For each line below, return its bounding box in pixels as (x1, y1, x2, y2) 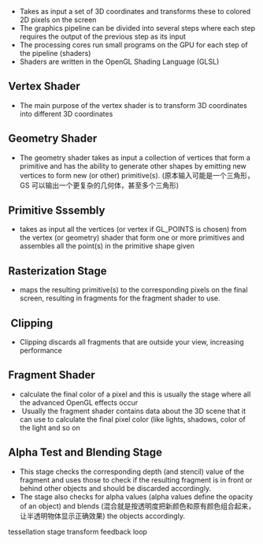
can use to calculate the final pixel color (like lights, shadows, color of (19, 414, 246, 424)
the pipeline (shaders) (19, 49, 91, 58)
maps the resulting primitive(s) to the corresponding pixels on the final (19, 285, 248, 295)
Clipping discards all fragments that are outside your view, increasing (19, 337, 244, 347)
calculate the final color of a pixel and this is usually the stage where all (19, 389, 251, 399)
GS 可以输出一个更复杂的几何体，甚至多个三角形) (19, 181, 180, 190)
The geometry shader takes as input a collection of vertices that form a (19, 153, 250, 162)
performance (19, 346, 63, 356)
